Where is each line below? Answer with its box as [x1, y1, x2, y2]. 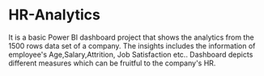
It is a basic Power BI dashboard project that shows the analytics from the [8, 32, 254, 42]
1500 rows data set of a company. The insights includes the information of [8, 40, 256, 50]
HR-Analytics [8, 6, 101, 24]
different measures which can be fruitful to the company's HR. [8, 58, 216, 68]
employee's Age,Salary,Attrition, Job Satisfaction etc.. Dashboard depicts [8, 49, 253, 59]
